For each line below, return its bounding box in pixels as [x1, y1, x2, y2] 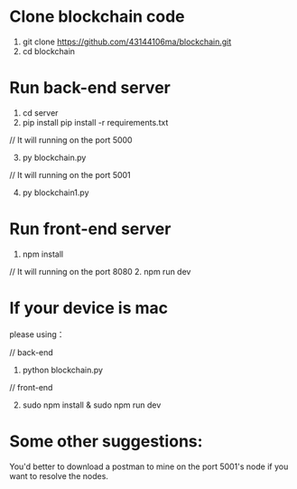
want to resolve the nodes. [9, 470, 108, 481]
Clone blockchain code [9, 6, 185, 27]
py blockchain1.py [22, 187, 89, 198]
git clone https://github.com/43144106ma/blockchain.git [22, 36, 232, 47]
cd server [22, 107, 59, 118]
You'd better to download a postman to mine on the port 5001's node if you [9, 461, 289, 472]
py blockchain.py [22, 152, 87, 163]
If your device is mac [9, 298, 169, 318]
